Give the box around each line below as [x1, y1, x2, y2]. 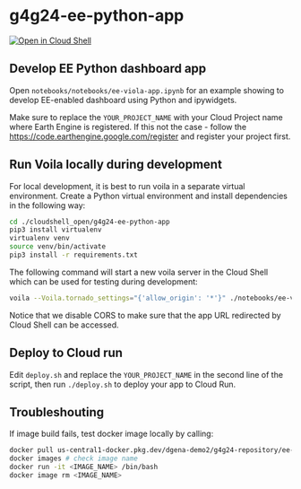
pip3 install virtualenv [9, 225, 102, 234]
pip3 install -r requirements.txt [9, 250, 139, 260]
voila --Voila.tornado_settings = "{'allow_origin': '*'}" [9, 293, 227, 302]
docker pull [9, 446, 54, 455]
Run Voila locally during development [9, 157, 222, 172]
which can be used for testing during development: [9, 275, 199, 287]
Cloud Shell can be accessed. [9, 319, 119, 330]
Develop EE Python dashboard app [9, 61, 207, 76]
